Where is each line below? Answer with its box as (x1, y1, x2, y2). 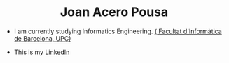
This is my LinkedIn (13, 48, 70, 56)
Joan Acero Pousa (60, 4, 169, 20)
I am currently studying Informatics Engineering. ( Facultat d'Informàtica (13, 27, 222, 35)
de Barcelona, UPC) (13, 34, 71, 42)
